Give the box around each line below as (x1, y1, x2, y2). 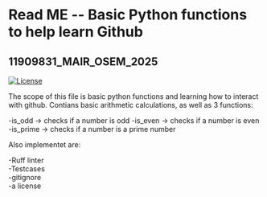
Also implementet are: (8, 140, 81, 150)
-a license (8, 181, 42, 191)
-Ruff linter (8, 155, 44, 165)
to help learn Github (8, 23, 143, 41)
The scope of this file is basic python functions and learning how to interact (8, 92, 259, 101)
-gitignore (8, 173, 42, 182)
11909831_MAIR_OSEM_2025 (8, 55, 158, 68)
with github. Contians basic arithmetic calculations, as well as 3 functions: (8, 101, 253, 109)
